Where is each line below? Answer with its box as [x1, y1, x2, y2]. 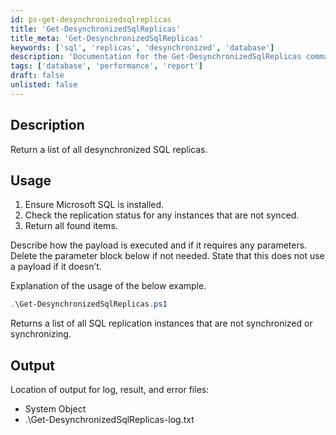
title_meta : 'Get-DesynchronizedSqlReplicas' [10, 33, 203, 43]
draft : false [10, 71, 65, 81]
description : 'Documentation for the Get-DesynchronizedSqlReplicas [10, 52, 302, 62]
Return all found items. [24, 220, 118, 232]
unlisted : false [10, 80, 78, 90]
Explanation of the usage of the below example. [10, 280, 207, 292]
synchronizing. [10, 328, 72, 340]
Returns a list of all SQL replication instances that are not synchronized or [10, 317, 313, 330]
